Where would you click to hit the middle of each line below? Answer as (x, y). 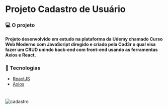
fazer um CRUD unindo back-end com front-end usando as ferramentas (81, 49)
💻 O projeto (20, 25)
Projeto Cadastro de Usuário (65, 9)
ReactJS (21, 79)
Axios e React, (21, 55)
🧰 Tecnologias (23, 67)
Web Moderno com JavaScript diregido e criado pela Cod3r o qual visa (80, 44)
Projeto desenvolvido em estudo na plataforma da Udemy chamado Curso (84, 39)
